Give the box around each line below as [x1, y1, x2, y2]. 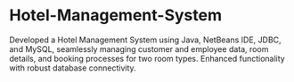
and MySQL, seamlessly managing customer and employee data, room [9, 43, 269, 54]
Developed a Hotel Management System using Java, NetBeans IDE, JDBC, [9, 34, 282, 45]
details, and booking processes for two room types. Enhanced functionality [9, 53, 285, 63]
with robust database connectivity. [9, 63, 136, 73]
